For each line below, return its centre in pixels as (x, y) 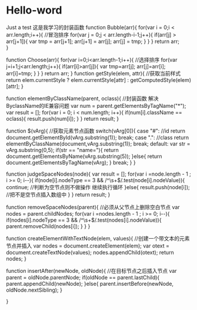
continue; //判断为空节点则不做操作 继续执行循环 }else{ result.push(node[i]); (98, 187)
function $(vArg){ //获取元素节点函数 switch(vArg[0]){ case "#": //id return (96, 131)
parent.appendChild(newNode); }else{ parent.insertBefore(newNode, (90, 283)
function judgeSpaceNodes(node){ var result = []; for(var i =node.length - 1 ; (98, 174)
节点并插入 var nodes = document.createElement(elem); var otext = (88, 246)
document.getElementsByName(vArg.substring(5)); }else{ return (84, 156)
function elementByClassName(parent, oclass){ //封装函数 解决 (82, 98)
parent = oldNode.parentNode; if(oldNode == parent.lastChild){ (83, 277)
